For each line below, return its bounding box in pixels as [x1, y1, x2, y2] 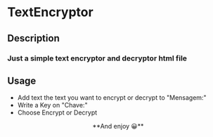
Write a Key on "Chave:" [17, 101, 88, 110]
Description [7, 32, 60, 44]
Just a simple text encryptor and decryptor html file [7, 53, 188, 63]
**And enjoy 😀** [92, 122, 144, 131]
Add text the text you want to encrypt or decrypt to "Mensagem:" [17, 93, 207, 102]
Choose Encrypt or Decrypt [17, 108, 98, 117]
